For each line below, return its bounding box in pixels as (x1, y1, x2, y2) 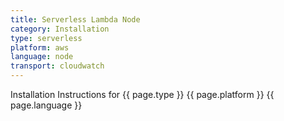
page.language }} (10, 99, 83, 111)
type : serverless (10, 33, 83, 43)
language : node (10, 52, 74, 62)
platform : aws (10, 42, 70, 53)
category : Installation (10, 24, 110, 34)
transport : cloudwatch (10, 61, 105, 71)
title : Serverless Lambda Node (10, 14, 141, 25)
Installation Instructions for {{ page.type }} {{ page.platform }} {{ (10, 89, 275, 100)
